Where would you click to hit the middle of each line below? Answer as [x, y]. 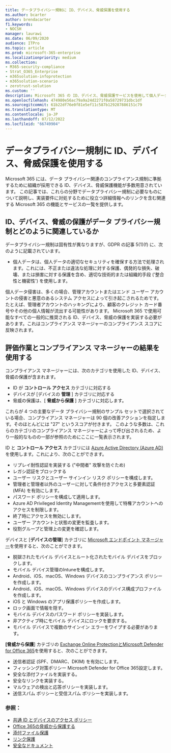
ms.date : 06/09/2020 [27, 39]
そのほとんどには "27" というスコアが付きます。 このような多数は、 [85, 424]
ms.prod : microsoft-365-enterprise [43, 53]
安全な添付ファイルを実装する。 [46, 674]
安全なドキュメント [33, 745]
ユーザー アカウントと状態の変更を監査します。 [62, 523]
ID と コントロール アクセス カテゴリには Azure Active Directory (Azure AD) [84, 448]
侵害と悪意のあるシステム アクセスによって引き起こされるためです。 [90, 298]
